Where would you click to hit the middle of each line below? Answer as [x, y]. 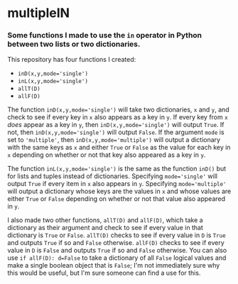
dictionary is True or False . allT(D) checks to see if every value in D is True [117, 235]
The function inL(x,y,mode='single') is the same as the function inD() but [117, 169]
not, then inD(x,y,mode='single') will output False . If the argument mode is [116, 132]
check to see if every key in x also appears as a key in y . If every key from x [118, 117]
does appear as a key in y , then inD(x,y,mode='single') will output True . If [116, 125]
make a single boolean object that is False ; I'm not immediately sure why [114, 266]
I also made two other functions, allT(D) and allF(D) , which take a [106, 220]
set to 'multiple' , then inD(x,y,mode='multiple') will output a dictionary [114, 140]
